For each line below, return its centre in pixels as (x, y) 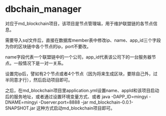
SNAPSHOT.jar (20, 108)
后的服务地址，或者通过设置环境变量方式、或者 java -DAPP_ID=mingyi (76, 96)
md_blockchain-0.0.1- (111, 102)
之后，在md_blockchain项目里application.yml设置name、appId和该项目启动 (82, 90)
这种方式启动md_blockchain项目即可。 (76, 108)
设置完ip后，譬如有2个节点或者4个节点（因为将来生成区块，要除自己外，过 (81, 73)
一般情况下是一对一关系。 (40, 63)
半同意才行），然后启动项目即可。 (39, 80)
